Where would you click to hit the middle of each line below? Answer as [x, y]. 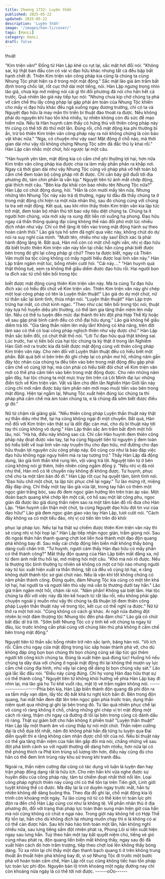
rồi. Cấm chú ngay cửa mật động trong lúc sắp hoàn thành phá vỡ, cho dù [80, 647]
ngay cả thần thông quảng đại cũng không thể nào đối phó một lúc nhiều [79, 221]
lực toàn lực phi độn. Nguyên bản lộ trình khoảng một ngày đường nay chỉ [80, 866]
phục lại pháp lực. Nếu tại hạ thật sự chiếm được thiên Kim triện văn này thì [81, 527]
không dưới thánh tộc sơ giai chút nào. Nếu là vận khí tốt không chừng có [79, 575]
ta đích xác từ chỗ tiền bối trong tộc [41, 273]
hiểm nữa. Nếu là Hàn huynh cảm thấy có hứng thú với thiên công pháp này [82, 123]
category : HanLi [22, 37]
